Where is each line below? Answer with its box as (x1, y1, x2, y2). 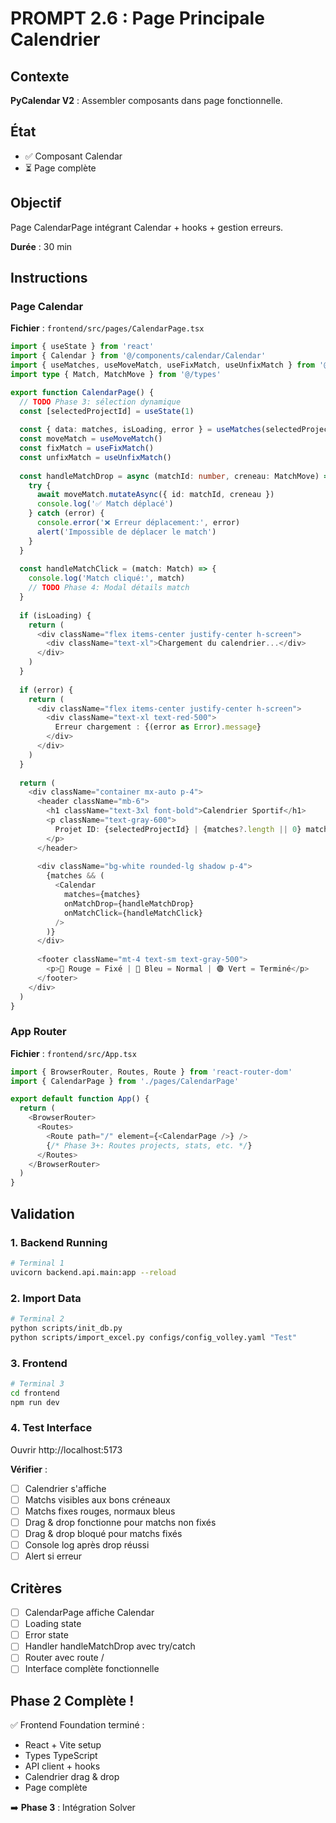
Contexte (10, 68, 70, 85)
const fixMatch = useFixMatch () (19, 443, 155, 454)
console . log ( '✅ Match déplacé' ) (36, 499, 174, 509)
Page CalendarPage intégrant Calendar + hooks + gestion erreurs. (10, 221, 284, 233)
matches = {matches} (63, 890, 141, 900)
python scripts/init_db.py (10, 1323, 123, 1333)
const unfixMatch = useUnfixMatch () (19, 452, 172, 462)
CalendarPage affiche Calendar (24, 1607, 155, 1619)
